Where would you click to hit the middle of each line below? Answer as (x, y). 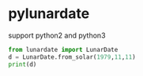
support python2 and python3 (57, 35)
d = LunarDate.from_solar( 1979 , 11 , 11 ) (72, 57)
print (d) (23, 64)
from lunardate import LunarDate (63, 49)
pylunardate (49, 14)
